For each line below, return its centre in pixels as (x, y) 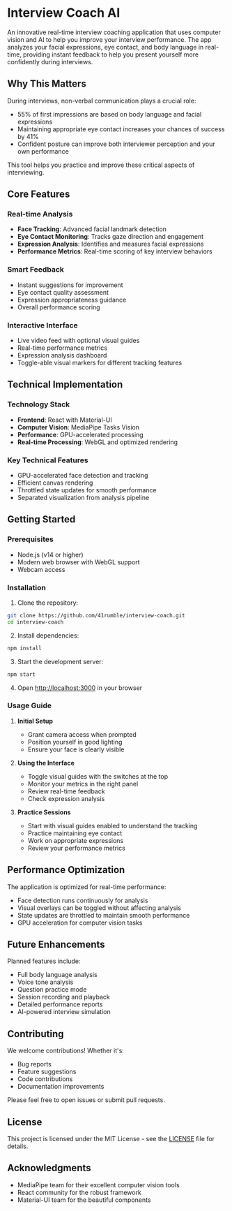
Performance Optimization (66, 870)
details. (18, 1146)
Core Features (39, 195)
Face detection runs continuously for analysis (83, 900)
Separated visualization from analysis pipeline (83, 498)
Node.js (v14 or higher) (50, 555)
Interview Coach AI (64, 13)
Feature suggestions (47, 1072)
